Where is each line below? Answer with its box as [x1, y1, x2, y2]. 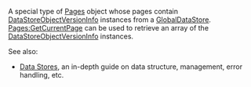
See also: [8, 47, 38, 56]
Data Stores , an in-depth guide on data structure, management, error [19, 62, 243, 71]
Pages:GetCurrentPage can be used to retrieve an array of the [8, 24, 209, 32]
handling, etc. [19, 71, 64, 79]
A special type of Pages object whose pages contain [8, 7, 179, 16]
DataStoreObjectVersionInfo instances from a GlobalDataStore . [8, 15, 212, 24]
